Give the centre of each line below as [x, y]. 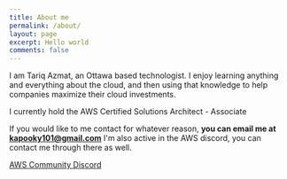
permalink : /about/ [45, 26]
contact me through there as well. [70, 148]
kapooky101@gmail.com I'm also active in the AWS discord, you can [135, 138]
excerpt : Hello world [49, 42]
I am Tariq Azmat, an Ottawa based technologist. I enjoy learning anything [144, 75]
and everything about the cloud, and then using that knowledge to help [139, 85]
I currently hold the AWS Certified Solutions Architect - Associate [128, 112]
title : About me [39, 17]
